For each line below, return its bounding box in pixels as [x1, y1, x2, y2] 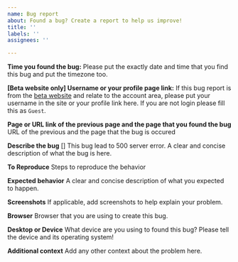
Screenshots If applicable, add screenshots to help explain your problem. [7, 198, 223, 207]
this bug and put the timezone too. [7, 70, 108, 79]
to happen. [7, 184, 39, 192]
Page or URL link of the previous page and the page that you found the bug [7, 120, 232, 129]
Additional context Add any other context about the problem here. [7, 246, 202, 256]
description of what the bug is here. [7, 149, 112, 158]
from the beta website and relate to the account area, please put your [7, 92, 211, 100]
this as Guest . [7, 107, 46, 115]
